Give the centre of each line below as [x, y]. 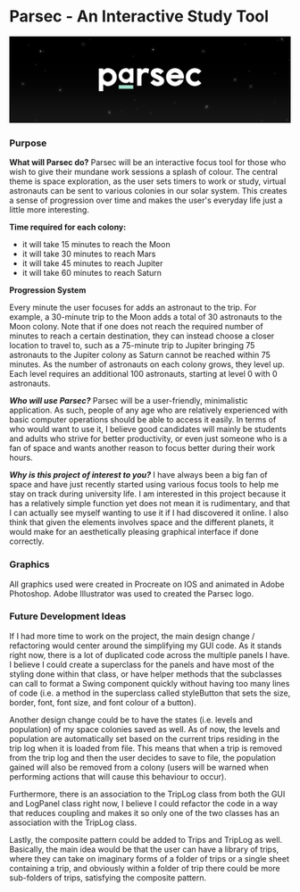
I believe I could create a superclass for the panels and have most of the [142, 664]
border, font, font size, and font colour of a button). [103, 702]
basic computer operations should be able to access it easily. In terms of [143, 420]
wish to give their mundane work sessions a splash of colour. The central [144, 172]
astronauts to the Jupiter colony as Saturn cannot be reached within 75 [140, 355]
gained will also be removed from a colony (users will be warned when [139, 767]
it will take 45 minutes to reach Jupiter [92, 263]
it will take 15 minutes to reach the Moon [96, 245]
